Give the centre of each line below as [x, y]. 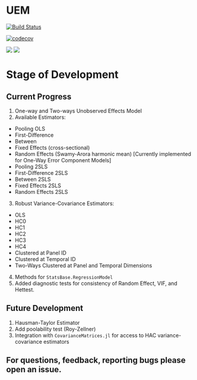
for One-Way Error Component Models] [63, 160]
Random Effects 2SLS [41, 191]
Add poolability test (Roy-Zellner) [55, 329]
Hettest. [24, 290]
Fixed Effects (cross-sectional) [52, 147]
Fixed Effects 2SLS [38, 186]
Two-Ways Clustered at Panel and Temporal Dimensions [83, 265]
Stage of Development [62, 75]
